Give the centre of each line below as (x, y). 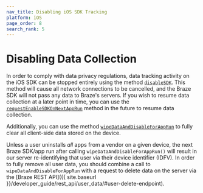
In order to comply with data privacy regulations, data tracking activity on (98, 76)
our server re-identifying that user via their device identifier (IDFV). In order (101, 158)
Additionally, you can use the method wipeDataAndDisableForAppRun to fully (100, 127)
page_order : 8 (24, 23)
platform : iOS (24, 18)
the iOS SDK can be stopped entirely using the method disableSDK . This (96, 82)
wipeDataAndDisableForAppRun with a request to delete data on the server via (101, 170)
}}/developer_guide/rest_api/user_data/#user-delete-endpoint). (85, 184)
